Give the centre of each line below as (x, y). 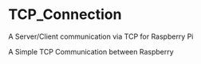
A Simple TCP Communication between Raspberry (91, 51)
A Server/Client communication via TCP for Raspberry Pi (101, 36)
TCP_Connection (65, 15)
